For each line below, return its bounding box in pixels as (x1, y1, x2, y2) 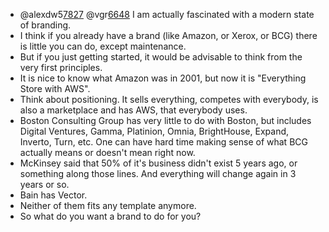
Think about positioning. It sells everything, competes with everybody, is (19, 94, 319, 105)
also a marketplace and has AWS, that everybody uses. (19, 104, 248, 116)
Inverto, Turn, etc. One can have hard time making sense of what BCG (19, 136, 308, 148)
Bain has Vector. (19, 189, 88, 201)
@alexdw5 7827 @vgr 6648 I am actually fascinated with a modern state (19, 9, 315, 20)
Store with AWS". (19, 83, 91, 94)
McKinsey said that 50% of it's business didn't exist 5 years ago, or (19, 157, 298, 169)
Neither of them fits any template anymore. (19, 200, 197, 211)
